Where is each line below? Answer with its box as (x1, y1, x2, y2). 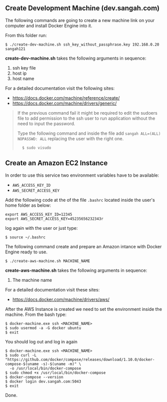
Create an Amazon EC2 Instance (5, 159, 108, 167)
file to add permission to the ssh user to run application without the (17, 115, 156, 121)
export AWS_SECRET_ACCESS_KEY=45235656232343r (5, 216, 104, 221)
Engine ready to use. (5, 249, 48, 255)
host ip (12, 70, 27, 76)
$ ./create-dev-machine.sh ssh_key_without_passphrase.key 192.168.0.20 (5, 42, 160, 47)
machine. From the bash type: (5, 311, 67, 317)
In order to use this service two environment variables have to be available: (5, 172, 160, 178)
